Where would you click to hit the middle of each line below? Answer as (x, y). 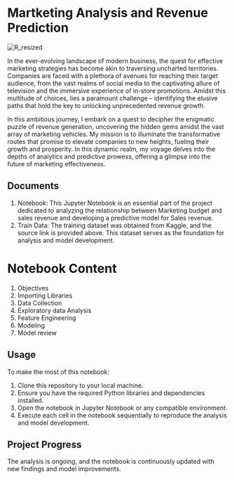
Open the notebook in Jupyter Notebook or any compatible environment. (122, 408)
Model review (37, 333)
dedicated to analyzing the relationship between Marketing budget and (120, 210)
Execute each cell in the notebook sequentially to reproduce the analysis (122, 415)
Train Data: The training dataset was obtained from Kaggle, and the (115, 225)
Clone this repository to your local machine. (80, 385)
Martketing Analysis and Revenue (108, 13)
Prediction (38, 28)
